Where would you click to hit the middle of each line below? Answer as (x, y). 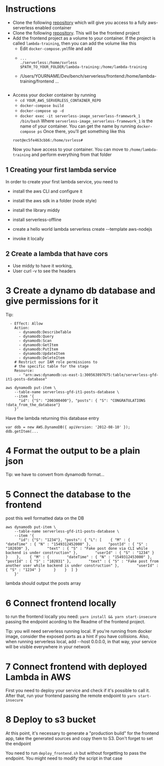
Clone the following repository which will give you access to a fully (80, 22)
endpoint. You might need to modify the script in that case (64, 758)
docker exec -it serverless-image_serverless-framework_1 (80, 116)
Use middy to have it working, (42, 265)
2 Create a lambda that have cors (57, 254)
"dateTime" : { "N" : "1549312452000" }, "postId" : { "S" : (77, 544)
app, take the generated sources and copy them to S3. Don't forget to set (79, 739)
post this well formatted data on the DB (45, 518)
